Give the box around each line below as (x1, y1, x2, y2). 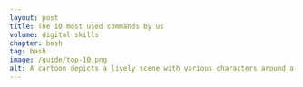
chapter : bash (9, 38, 64, 48)
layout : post (9, 13, 59, 23)
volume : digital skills (9, 30, 100, 39)
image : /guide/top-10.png (9, 55, 107, 64)
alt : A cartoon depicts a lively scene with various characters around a (9, 64, 295, 73)
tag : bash (9, 47, 47, 56)
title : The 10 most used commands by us (9, 22, 165, 31)
